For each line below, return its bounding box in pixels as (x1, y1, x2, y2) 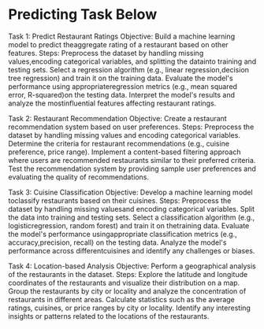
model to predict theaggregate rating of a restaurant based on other (8, 39, 229, 49)
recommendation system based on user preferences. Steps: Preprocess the (8, 122, 255, 131)
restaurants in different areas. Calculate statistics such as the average (8, 294, 235, 304)
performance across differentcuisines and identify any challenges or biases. (8, 246, 255, 255)
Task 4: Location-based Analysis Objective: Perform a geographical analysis (8, 261, 256, 271)
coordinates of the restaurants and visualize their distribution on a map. (8, 278, 240, 287)
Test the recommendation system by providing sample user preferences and (8, 164, 256, 173)
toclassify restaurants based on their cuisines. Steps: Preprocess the (8, 195, 232, 205)
